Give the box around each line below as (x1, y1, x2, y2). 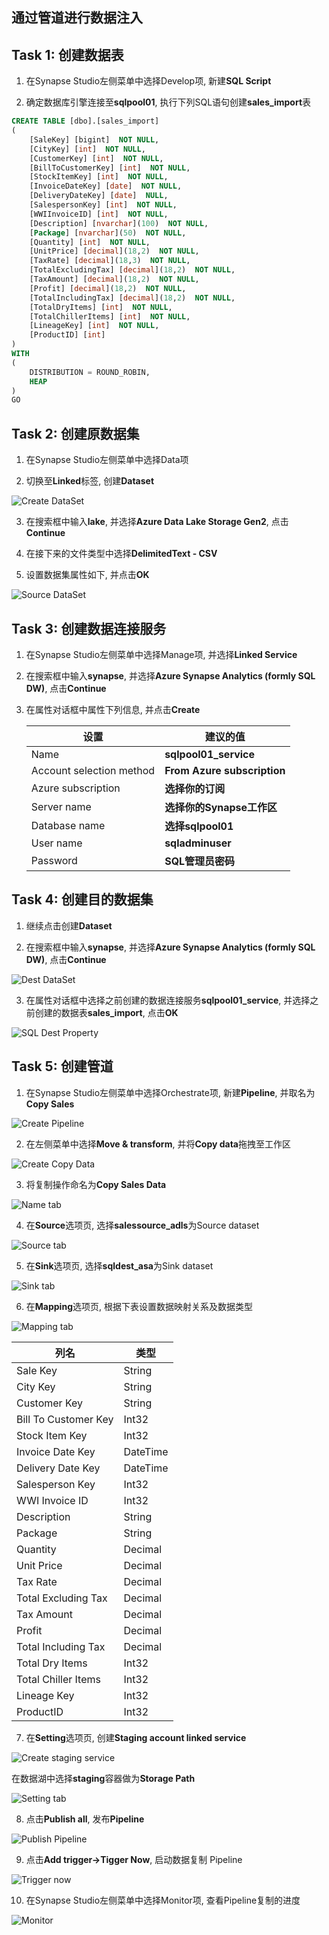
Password (30, 853, 78, 867)
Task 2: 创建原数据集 (11, 425, 140, 442)
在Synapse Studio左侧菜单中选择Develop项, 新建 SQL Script (25, 75, 272, 87)
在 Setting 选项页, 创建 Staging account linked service (25, 1731, 247, 1743)
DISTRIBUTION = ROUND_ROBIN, (29, 367, 151, 377)
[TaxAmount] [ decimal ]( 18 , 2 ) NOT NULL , (29, 274, 200, 285)
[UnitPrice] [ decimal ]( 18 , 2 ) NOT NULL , (29, 246, 200, 257)
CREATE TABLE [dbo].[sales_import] (11, 116, 160, 127)
